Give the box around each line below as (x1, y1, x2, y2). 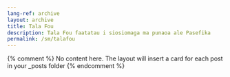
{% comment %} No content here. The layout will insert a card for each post (7, 54, 223, 63)
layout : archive (7, 16, 54, 23)
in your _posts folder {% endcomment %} (7, 62, 125, 70)
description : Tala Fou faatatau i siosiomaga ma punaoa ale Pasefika (7, 29, 211, 36)
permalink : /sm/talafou (7, 36, 76, 43)
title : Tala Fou (7, 23, 54, 30)
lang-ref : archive (7, 10, 60, 17)
